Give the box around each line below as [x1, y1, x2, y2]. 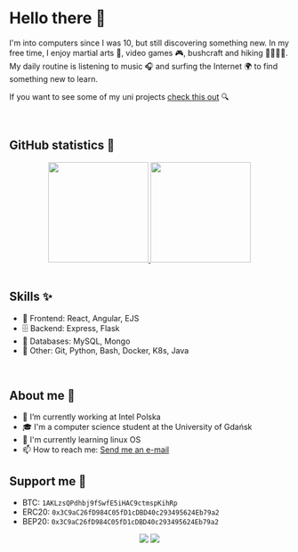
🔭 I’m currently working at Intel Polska [21, 411, 162, 422]
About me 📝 [9, 387, 76, 403]
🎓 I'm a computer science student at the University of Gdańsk [21, 422, 253, 433]
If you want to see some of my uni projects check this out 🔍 [9, 91, 230, 101]
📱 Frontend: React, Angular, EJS [21, 313, 140, 323]
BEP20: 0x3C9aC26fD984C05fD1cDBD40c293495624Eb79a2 [21, 516, 220, 527]
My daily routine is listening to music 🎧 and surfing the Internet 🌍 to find [9, 61, 278, 71]
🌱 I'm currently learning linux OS [21, 434, 141, 445]
